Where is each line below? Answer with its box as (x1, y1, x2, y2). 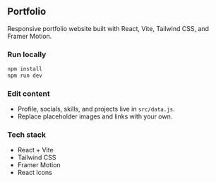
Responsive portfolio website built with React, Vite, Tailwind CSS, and (7, 24, 210, 32)
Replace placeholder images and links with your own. (17, 112, 173, 121)
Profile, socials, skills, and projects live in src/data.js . (17, 105, 175, 114)
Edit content (7, 88, 51, 98)
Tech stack (7, 130, 46, 140)
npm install (7, 66, 42, 73)
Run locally (7, 49, 47, 59)
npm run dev (7, 72, 42, 79)
